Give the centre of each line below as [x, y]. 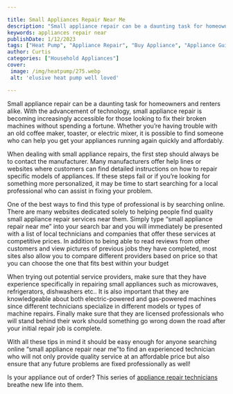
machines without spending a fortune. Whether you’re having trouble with [112, 126]
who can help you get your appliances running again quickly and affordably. [115, 140]
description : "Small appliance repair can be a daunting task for [105, 26]
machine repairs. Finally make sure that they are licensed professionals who [115, 314]
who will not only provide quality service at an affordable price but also [109, 356]
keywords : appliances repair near [57, 33]
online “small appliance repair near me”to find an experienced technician [111, 349]
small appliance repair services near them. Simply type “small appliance [110, 219]
